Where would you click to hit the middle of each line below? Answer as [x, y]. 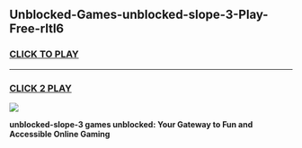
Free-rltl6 [37, 29]
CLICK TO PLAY [44, 55]
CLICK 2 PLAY [40, 88]
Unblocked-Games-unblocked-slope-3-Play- [139, 15]
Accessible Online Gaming [60, 134]
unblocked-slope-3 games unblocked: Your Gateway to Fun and [131, 124]
